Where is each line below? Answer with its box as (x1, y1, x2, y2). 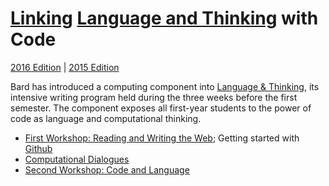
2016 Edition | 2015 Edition (10, 61, 120, 73)
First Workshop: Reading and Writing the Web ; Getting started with (24, 132, 300, 144)
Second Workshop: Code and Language (24, 163, 190, 176)
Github (24, 142, 53, 154)
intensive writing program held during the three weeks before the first (10, 91, 298, 103)
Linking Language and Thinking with (10, 7, 319, 30)
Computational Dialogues (24, 153, 130, 165)
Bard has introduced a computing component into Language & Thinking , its (10, 80, 320, 92)
